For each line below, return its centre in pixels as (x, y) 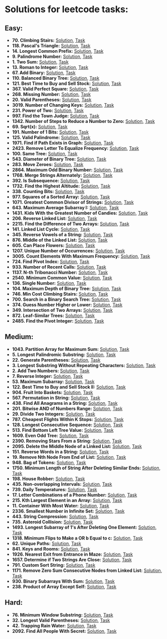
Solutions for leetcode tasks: (67, 9)
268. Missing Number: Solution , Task (51, 94)
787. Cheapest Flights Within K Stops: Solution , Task (68, 419)
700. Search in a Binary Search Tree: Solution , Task (67, 299)
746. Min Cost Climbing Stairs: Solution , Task (60, 294)
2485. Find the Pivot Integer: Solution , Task (58, 321)
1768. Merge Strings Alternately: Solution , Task (62, 175)
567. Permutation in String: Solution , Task (56, 398)
